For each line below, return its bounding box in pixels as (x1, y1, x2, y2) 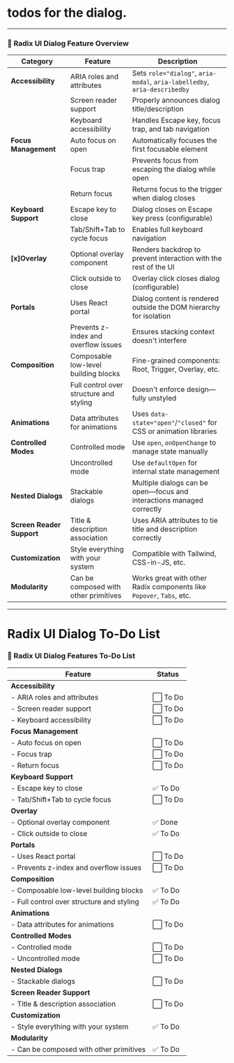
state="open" (132, 419, 175, 427)
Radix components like (132, 582, 207, 592)
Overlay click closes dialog (132, 274, 220, 284)
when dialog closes (132, 194, 196, 203)
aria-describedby (132, 86, 189, 94)
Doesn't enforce (132, 384, 185, 394)
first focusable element (132, 145, 208, 154)
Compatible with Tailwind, (132, 549, 217, 558)
